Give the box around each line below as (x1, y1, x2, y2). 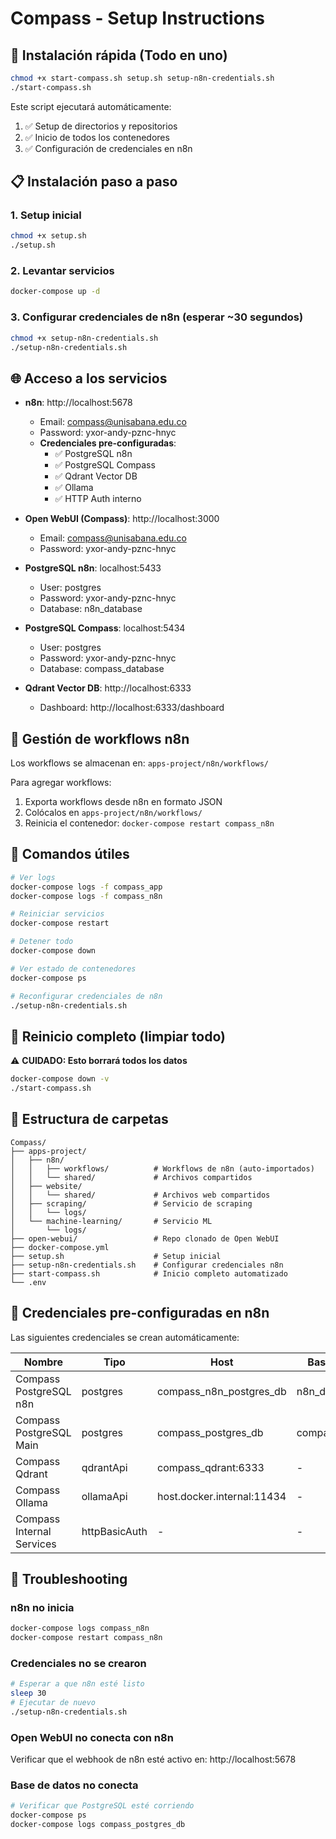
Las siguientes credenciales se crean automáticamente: (10, 1331, 240, 1343)
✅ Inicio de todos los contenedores (24, 131, 170, 143)
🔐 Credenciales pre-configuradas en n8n (10, 1305, 270, 1322)
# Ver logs (10, 872, 56, 882)
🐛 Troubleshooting (10, 1571, 128, 1588)
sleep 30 (10, 1688, 47, 1699)
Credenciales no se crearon (10, 1657, 147, 1671)
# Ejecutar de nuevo (10, 1698, 97, 1708)
